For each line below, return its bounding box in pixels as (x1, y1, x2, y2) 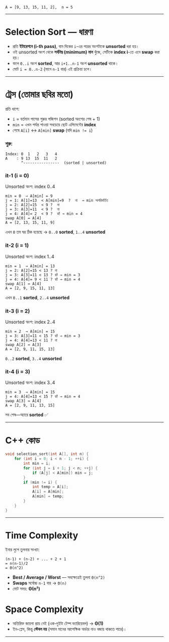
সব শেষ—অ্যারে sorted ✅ (5, 412, 49, 418)
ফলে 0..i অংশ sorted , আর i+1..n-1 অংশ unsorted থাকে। (12, 60, 119, 66)
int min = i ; (23, 461, 51, 466)
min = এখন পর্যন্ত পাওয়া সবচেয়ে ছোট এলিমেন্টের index (12, 121, 97, 127)
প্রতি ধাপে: (5, 106, 20, 112)
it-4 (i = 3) (5, 368, 30, 375)
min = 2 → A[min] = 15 (5, 329, 55, 334)
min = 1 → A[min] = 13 (5, 263, 55, 269)
